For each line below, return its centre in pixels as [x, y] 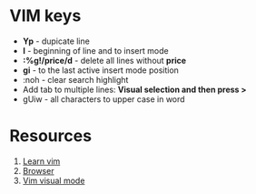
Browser [38, 170]
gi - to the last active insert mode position [101, 70]
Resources [51, 136]
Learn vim [41, 161]
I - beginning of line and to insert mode [96, 50]
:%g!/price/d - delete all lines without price [104, 60]
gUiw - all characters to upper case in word [103, 99]
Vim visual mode [54, 180]
